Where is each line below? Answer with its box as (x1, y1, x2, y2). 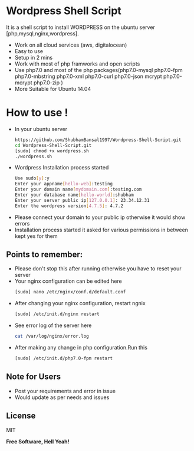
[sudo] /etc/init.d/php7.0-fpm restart (14, 355, 113, 361)
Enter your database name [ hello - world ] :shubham (14, 192, 134, 198)
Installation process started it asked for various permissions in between (14, 226, 189, 233)
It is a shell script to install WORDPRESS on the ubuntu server (6, 24, 155, 31)
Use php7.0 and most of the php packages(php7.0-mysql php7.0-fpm (14, 66, 183, 73)
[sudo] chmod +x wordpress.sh (14, 148, 90, 154)
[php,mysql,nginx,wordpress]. (6, 30, 79, 37)
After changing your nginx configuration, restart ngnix (14, 300, 146, 307)
